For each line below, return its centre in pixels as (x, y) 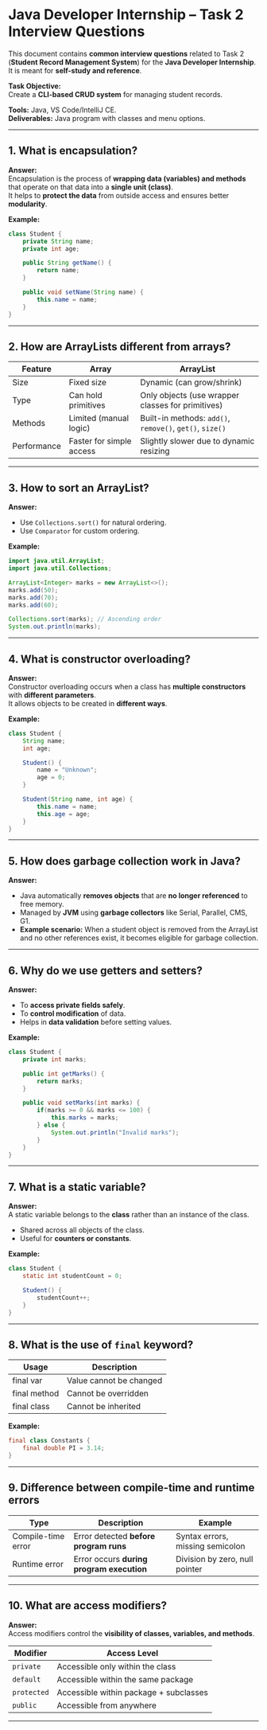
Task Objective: (35, 86)
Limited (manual (99, 418)
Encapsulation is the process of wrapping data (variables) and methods (127, 178)
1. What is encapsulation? (73, 151)
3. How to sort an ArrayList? (79, 488)
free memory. (42, 904)
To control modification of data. (73, 1013)
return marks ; (60, 1081)
